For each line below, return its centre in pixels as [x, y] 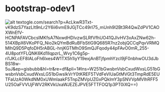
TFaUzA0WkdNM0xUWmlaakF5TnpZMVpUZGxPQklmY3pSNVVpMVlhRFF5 [82, 79]
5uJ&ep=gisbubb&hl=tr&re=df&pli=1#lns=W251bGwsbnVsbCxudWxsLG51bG [83, 69]
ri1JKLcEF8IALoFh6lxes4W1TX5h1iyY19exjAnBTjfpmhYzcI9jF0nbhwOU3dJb [82, 58]
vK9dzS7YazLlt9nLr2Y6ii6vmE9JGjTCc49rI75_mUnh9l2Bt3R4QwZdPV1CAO [82, 27]
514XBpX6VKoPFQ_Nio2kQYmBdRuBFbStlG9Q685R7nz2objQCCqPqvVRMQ [82, 43]
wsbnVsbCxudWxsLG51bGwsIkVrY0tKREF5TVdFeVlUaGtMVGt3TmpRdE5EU [82, 74]
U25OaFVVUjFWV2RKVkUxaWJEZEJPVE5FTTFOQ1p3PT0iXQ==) [71, 84]
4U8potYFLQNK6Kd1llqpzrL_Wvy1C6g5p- [48, 53]
